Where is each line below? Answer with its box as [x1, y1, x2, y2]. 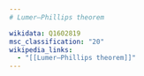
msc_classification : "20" [9, 37, 104, 46]
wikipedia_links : [9, 45, 73, 54]
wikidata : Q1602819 [9, 28, 81, 38]
